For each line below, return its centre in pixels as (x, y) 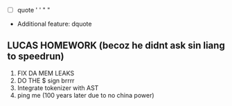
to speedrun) (36, 56)
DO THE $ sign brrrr (46, 80)
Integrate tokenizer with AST (58, 88)
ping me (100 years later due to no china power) (86, 95)
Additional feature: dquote (54, 24)
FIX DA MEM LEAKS (46, 73)
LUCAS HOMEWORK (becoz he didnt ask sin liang (116, 45)
